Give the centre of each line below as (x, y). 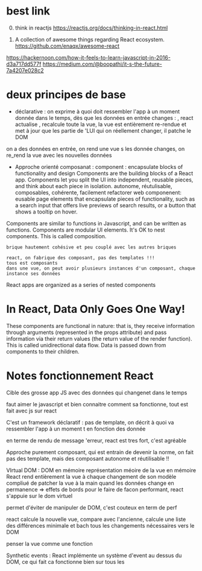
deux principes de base (66, 95)
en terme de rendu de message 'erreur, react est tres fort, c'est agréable (96, 440)
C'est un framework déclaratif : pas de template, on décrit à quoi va (90, 422)
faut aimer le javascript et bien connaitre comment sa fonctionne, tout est (97, 404)
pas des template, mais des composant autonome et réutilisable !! (88, 458)
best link (28, 11)
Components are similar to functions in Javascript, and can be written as (96, 223)
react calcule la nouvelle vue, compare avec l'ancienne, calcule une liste (96, 519)
